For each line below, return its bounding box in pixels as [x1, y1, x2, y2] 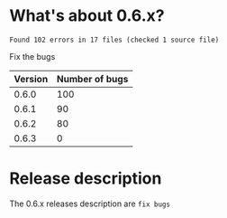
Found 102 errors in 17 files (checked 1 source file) [9, 35, 220, 44]
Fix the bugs [9, 51, 56, 62]
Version [14, 72, 49, 85]
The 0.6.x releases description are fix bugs [9, 198, 171, 209]
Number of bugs [57, 72, 129, 85]
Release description [9, 168, 162, 189]
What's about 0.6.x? [9, 5, 165, 26]
